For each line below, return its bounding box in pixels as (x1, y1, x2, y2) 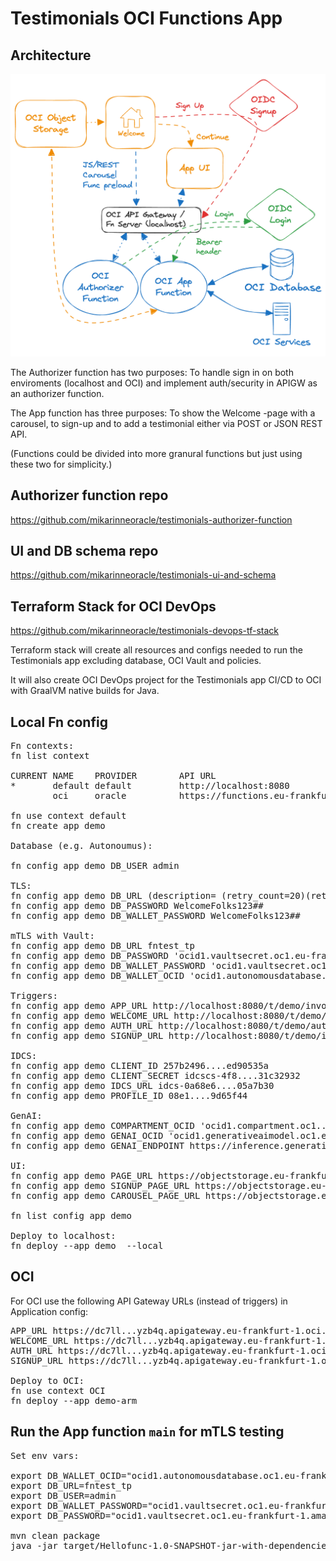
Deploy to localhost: (10, 1230, 117, 1242)
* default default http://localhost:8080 (10, 780, 290, 792)
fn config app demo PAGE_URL (10, 1170, 153, 1182)
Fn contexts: (10, 740, 75, 752)
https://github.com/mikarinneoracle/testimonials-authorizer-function (10, 513, 293, 526)
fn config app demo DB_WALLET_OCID (10, 970, 185, 982)
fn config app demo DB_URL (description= (10, 890, 217, 902)
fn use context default (10, 810, 127, 822)
